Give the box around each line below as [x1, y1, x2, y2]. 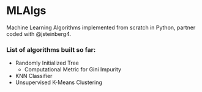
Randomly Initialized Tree [15, 59, 80, 67]
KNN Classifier [15, 73, 53, 80]
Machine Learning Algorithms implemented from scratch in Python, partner [6, 24, 196, 31]
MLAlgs [6, 4, 47, 18]
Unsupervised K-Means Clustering [15, 79, 102, 86]
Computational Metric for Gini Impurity [24, 66, 121, 73]
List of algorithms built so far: [6, 45, 96, 54]
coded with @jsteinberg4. [6, 30, 72, 37]
